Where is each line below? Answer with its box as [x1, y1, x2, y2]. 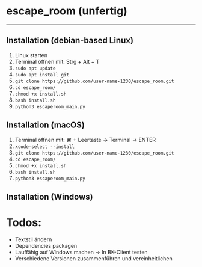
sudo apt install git [14, 72, 69, 78]
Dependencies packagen [14, 242, 78, 249]
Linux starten [14, 51, 48, 58]
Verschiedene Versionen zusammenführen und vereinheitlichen [14, 254, 173, 262]
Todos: [6, 216, 42, 230]
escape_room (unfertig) [6, 4, 127, 18]
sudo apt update [14, 65, 56, 72]
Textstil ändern [14, 236, 52, 243]
